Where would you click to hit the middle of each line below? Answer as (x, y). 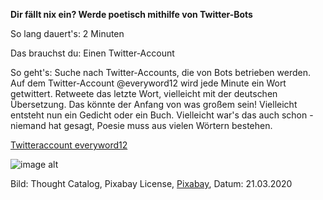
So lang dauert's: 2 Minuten (67, 33)
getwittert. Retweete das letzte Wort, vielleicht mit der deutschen (144, 93)
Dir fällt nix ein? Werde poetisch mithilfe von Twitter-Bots (131, 14)
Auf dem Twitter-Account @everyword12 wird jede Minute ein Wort (148, 83)
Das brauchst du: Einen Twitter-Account (92, 53)
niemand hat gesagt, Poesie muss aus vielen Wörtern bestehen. (141, 125)
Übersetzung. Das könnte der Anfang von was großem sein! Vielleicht (154, 104)
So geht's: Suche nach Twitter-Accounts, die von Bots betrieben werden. (160, 72)
